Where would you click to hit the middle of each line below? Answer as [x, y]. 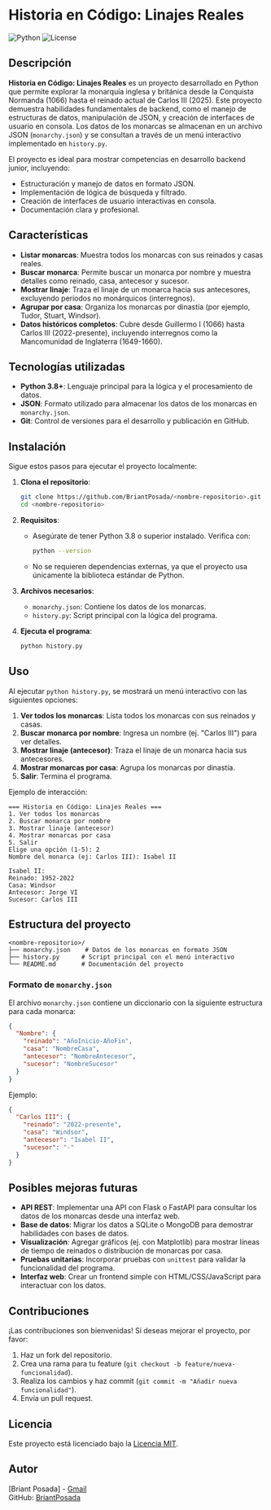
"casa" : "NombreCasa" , [61, 1049]
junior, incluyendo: [39, 168]
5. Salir [23, 842]
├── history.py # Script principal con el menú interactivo [121, 957]
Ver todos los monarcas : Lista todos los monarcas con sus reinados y [138, 715]
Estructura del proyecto [70, 924]
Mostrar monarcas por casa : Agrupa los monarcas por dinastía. [128, 767]
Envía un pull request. [57, 1398]
